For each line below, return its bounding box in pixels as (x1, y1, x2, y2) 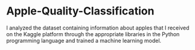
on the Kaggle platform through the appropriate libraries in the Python (6, 30, 180, 37)
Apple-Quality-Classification (6, 4, 155, 18)
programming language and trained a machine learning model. (6, 37, 162, 44)
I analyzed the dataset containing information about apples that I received (6, 24, 190, 31)
